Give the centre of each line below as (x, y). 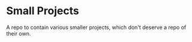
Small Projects (43, 11)
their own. (19, 33)
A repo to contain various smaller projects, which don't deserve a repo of (96, 27)
